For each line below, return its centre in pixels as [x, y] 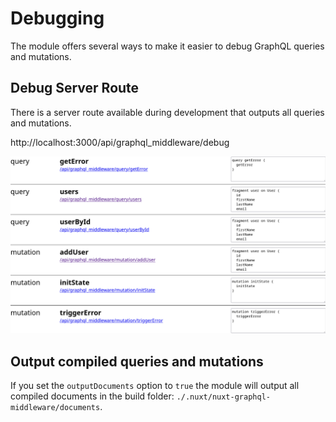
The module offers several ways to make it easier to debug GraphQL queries [167, 46]
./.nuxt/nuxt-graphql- [223, 397]
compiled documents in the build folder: [92, 396]
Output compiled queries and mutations [137, 361]
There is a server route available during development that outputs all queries [167, 112]
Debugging [57, 18]
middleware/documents [55, 408]
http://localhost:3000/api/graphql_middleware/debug [120, 142]
